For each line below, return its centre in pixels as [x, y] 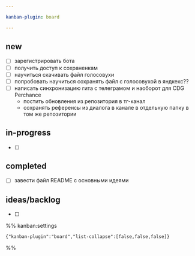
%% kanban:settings [31, 226]
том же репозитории [50, 114]
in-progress [28, 133]
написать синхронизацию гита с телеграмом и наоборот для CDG [99, 88]
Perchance [28, 95]
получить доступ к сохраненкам [56, 68]
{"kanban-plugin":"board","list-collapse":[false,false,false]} [88, 237]
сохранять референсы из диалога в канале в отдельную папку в [106, 107]
